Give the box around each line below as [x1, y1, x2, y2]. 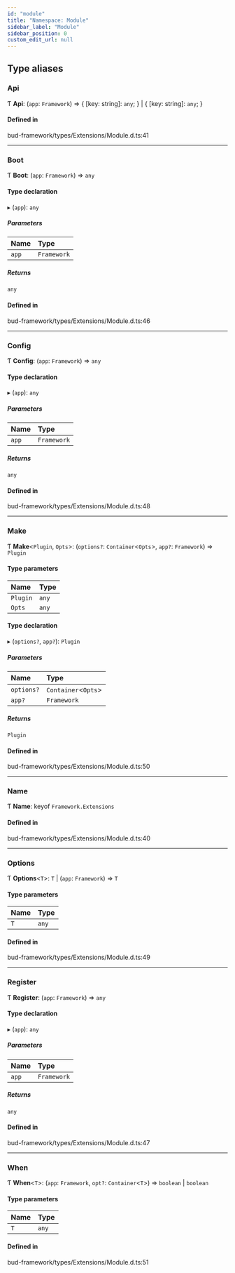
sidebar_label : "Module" [7, 23, 80, 30]
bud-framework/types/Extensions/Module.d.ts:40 [7, 833, 150, 843]
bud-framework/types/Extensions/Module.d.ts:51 [7, 1258, 149, 1266]
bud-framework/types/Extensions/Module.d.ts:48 [7, 502, 150, 510]
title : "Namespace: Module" [7, 17, 90, 24]
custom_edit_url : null [7, 37, 73, 44]
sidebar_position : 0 [7, 29, 68, 37]
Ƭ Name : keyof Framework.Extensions [7, 802, 115, 811]
